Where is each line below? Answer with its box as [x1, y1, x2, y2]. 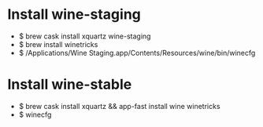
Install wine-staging [7, 5, 141, 24]
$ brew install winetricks [18, 39, 98, 49]
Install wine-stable [7, 76, 132, 93]
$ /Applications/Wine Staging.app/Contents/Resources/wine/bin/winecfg [18, 48, 256, 57]
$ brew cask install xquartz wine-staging [18, 31, 151, 41]
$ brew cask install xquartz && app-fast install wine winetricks [18, 101, 221, 111]
